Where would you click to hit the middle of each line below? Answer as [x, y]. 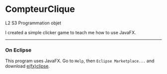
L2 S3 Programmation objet [33, 23]
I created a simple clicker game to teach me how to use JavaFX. [71, 32]
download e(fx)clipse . [27, 66]
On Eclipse [18, 50]
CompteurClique [40, 9]
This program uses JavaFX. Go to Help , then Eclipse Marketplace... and [80, 61]
